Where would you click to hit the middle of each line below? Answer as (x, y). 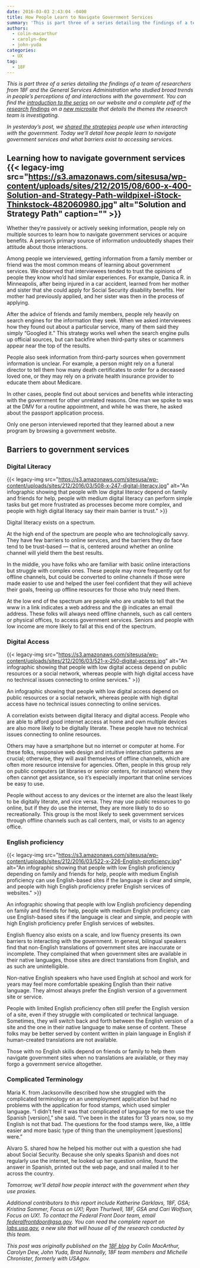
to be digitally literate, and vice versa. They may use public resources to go (99, 802)
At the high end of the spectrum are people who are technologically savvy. (98, 534)
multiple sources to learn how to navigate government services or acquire (97, 235)
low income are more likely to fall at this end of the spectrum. (81, 626)
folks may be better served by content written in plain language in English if (99, 1033)
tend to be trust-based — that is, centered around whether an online (90, 546)
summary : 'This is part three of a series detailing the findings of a (97, 23)
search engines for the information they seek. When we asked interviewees (99, 321)
